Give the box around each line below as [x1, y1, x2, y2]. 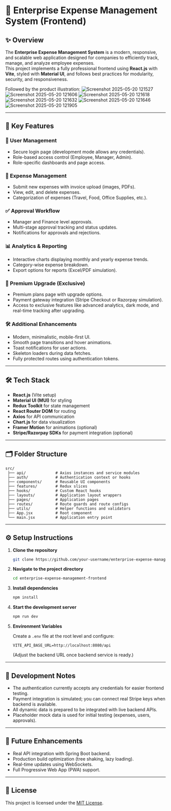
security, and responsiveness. [5, 76, 68, 82]
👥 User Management [5, 137, 57, 144]
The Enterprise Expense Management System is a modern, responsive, [5, 49, 157, 55]
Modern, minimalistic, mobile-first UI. [12, 334, 91, 340]
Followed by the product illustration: [5, 86, 80, 92]
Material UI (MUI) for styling [12, 397, 72, 403]
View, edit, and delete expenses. [12, 189, 81, 195]
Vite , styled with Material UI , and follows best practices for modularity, [5, 71, 154, 77]
